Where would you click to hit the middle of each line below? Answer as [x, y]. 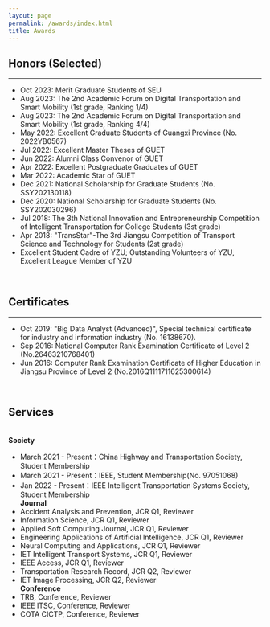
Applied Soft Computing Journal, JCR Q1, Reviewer [104, 528]
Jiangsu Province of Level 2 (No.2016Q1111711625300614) [115, 371]
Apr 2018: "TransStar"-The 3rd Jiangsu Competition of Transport [127, 236]
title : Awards [32, 31]
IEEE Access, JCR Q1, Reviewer [72, 563]
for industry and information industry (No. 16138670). [108, 337]
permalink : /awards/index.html [61, 23]
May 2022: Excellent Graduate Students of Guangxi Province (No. [129, 133]
